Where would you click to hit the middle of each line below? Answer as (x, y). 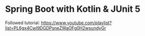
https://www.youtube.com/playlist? (76, 23)
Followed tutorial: (23, 23)
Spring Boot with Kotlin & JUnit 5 (73, 9)
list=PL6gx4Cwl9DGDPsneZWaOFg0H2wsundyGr (56, 28)
